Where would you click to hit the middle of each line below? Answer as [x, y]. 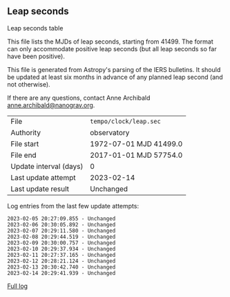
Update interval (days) [47, 166]
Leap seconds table [35, 28]
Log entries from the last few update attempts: [73, 206]
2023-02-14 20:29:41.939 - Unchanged [61, 273]
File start [25, 143]
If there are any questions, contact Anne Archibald [79, 98]
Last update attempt [43, 177]
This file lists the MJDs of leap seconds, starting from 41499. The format [111, 42]
